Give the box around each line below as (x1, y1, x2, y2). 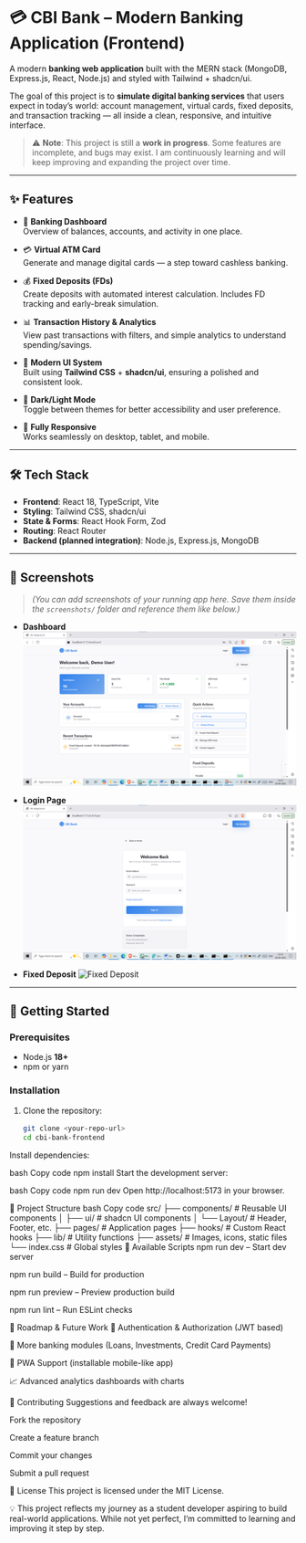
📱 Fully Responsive (22, 421, 97, 432)
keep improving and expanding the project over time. (31, 156, 230, 167)
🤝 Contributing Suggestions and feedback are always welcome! (9, 1397, 248, 1408)
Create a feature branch (9, 1433, 99, 1443)
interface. (9, 120, 46, 131)
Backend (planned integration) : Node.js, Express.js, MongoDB (22, 535, 260, 546)
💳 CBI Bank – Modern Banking (9, 7, 244, 28)
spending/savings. (22, 339, 93, 350)
